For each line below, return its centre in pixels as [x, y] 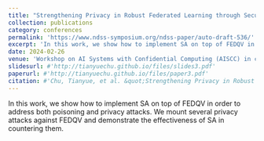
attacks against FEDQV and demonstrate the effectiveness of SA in [116, 120]
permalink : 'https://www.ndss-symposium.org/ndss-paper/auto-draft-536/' [132, 37]
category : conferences [45, 30]
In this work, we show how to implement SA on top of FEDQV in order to [125, 103]
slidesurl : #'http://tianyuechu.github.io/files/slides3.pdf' [112, 67]
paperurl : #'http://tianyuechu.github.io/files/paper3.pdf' [109, 74]
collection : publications [50, 23]
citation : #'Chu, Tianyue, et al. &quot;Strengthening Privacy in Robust [132, 81]
